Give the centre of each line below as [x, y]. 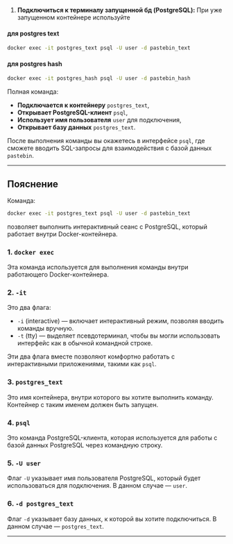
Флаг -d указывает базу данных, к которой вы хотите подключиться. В [112, 519]
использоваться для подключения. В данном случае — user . [97, 486]
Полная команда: [33, 92]
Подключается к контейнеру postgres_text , [83, 105]
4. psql [19, 422]
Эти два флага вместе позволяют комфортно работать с [91, 356]
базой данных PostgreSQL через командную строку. [85, 445]
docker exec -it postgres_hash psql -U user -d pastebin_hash [99, 79]
